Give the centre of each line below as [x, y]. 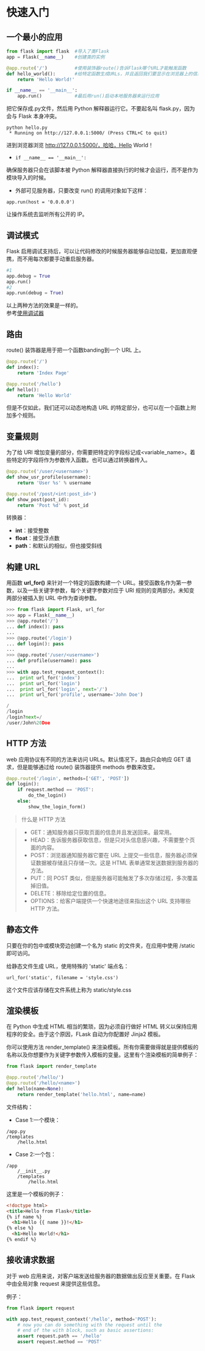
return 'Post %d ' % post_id [53, 505]
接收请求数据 [31, 1260]
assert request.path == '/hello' [60, 1336]
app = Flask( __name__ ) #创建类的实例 [56, 57]
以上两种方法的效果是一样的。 [44, 305]
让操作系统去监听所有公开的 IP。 [47, 214]
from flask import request [41, 1308]
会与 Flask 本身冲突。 [33, 116]
